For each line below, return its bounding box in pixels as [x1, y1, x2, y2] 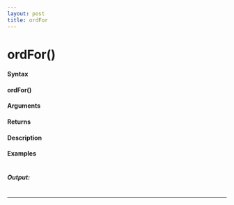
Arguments [7, 101, 41, 110]
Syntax [7, 70, 29, 79]
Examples [7, 149, 37, 158]
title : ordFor [7, 17, 49, 24]
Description [7, 133, 42, 142]
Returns [7, 117, 31, 126]
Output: [7, 173, 31, 181]
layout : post [7, 10, 45, 17]
